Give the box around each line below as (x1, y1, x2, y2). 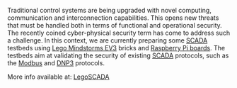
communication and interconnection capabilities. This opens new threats (7, 13, 219, 22)
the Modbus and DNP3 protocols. (7, 59, 105, 67)
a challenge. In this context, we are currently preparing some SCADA (7, 36, 208, 45)
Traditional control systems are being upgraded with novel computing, (7, 6, 212, 14)
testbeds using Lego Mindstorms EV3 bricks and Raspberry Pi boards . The (7, 44, 225, 52)
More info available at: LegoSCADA (7, 72, 110, 81)
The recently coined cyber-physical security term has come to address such (7, 28, 231, 37)
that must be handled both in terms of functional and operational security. (7, 21, 223, 29)
